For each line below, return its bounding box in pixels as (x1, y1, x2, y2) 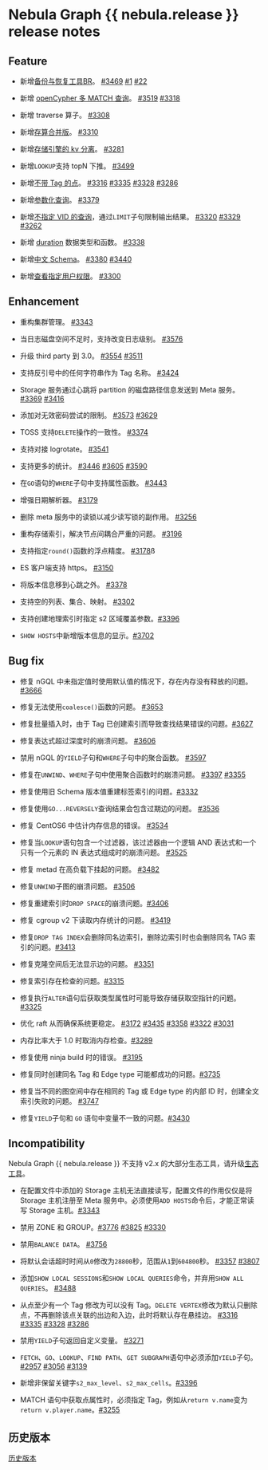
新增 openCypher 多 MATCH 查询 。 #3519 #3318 (19, 93, 181, 103)
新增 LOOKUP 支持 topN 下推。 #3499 (19, 161, 135, 171)
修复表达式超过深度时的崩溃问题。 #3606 (19, 735, 156, 745)
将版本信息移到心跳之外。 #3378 (19, 580, 128, 589)
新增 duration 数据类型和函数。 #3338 (19, 238, 145, 246)
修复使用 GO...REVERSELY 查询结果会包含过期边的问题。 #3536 (19, 803, 220, 813)
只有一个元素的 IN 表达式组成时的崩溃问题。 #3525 (19, 847, 187, 857)
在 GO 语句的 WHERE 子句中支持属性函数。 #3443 (19, 478, 167, 487)
